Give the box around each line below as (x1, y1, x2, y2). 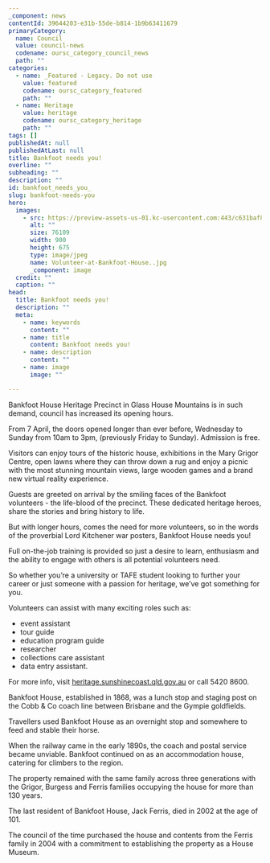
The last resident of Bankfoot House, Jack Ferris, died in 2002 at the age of (8, 806, 259, 816)
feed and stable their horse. (8, 725, 100, 734)
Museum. (8, 847, 40, 857)
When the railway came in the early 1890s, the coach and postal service (8, 741, 247, 750)
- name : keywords (22, 318, 81, 327)
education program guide (19, 635, 104, 645)
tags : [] (8, 131, 38, 139)
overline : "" (8, 162, 52, 170)
